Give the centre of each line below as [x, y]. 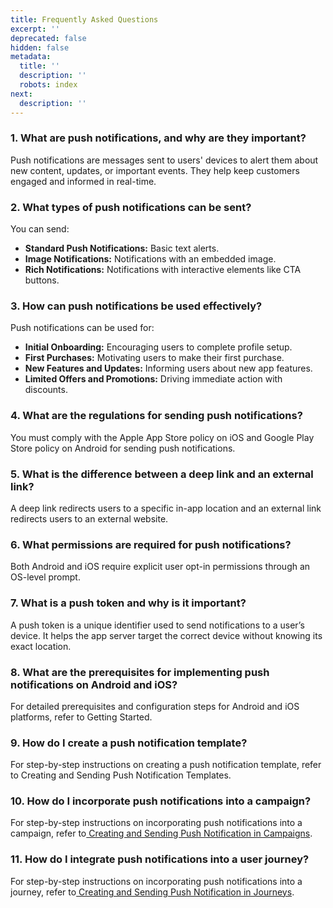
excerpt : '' [35, 29]
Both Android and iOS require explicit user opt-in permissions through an [160, 567]
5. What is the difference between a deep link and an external [162, 474]
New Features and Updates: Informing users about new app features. [168, 368]
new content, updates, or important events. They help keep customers [155, 170]
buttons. [42, 280]
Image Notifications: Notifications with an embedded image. [150, 259]
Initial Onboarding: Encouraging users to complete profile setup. [158, 347]
